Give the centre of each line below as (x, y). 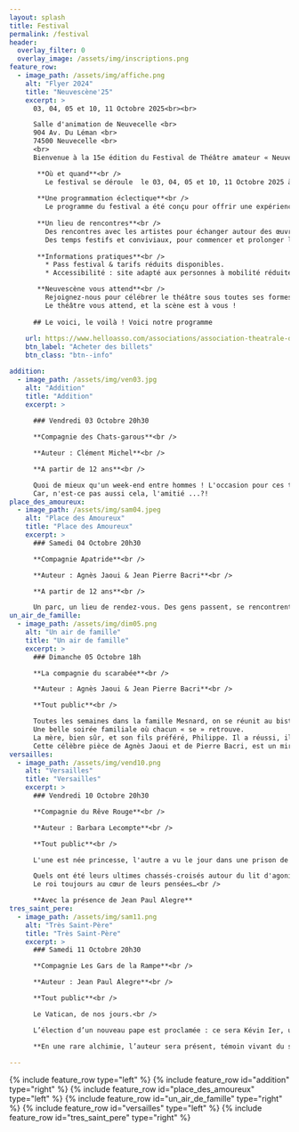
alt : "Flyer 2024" (59, 84)
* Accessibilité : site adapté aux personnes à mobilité (153, 273)
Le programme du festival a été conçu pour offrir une (149, 207)
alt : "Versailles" (59, 771)
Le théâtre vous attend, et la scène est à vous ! (141, 305)
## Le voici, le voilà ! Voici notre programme (123, 322)
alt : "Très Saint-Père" (69, 925)
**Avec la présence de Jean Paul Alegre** (113, 901)
